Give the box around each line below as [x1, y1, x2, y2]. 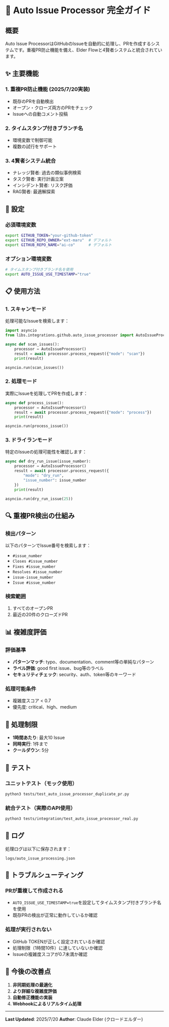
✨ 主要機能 [5, 69, 39, 78]
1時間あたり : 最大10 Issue [12, 735, 65, 741]
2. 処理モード [5, 378, 37, 385]
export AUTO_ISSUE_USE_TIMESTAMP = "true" [5, 272, 92, 277]
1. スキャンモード [5, 305, 47, 312]
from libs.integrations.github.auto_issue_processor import [5, 333, 134, 338]
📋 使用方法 [5, 287, 41, 296]
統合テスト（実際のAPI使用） [5, 804, 76, 812]
